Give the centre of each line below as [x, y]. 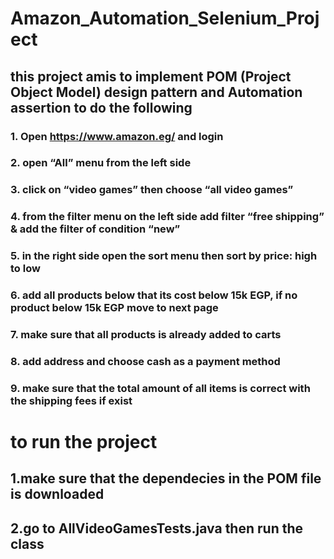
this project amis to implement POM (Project [151, 76]
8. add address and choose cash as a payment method [145, 361]
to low [25, 269]
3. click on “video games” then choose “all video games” [152, 190]
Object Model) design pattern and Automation [156, 92]
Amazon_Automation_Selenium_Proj [165, 18]
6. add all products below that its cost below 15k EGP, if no [154, 295]
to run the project [84, 442]
